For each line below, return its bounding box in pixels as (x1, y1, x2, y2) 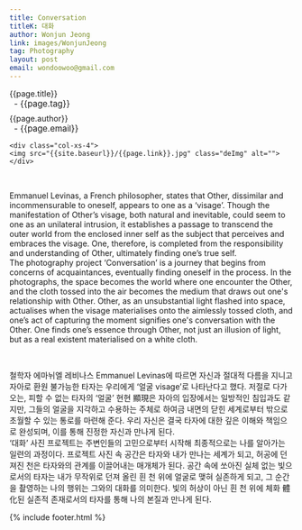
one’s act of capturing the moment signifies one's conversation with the (9, 315, 276, 325)
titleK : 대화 (9, 22, 55, 31)
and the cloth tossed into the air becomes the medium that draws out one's (9, 286, 288, 297)
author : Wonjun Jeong (9, 30, 91, 39)
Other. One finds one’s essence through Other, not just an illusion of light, (9, 324, 281, 334)
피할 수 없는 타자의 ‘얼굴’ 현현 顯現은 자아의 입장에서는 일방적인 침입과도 (28, 392, 281, 403)
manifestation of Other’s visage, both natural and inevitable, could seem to (9, 209, 286, 220)
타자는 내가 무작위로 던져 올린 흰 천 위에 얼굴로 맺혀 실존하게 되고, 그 (32, 471, 273, 482)
